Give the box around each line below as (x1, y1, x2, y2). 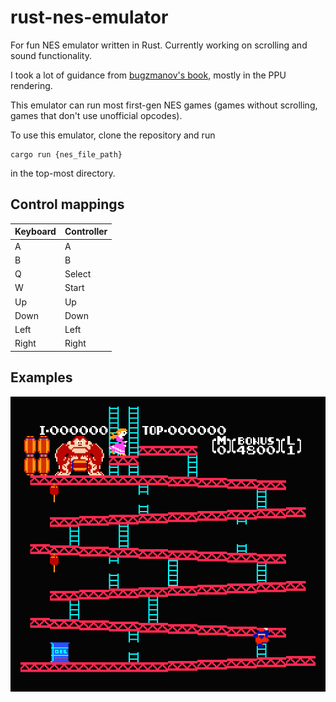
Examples (10, 369, 73, 386)
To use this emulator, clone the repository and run (10, 129, 216, 141)
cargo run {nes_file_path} (10, 149, 123, 160)
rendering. (10, 79, 53, 91)
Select (64, 268, 92, 280)
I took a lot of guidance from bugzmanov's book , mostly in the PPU (10, 69, 287, 81)
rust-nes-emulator (10, 6, 169, 29)
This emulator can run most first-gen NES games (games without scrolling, (10, 99, 318, 111)
